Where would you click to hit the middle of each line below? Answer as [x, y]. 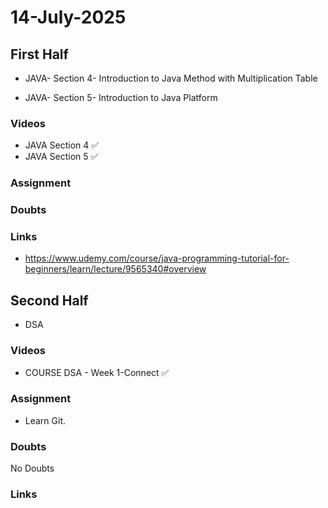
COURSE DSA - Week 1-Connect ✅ [97, 372]
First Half [39, 54]
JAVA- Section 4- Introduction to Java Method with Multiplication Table [171, 78]
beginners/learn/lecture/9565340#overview [115, 269]
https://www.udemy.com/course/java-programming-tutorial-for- [157, 258]
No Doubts [32, 468]
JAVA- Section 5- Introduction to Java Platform [121, 97]
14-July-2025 [68, 17]
